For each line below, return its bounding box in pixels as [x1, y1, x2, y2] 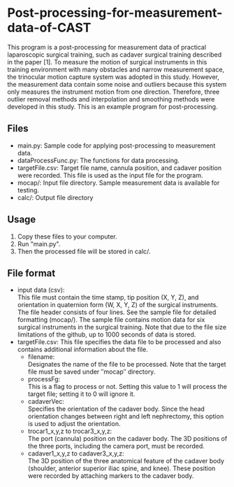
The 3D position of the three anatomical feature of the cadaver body [27, 457, 225, 465]
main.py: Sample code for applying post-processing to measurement [17, 141, 216, 150]
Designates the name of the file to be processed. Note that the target [27, 360, 226, 369]
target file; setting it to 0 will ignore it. [27, 390, 136, 398]
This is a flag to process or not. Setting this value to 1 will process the [27, 383, 227, 391]
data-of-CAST [7, 20, 92, 36]
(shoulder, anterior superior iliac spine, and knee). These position [27, 464, 216, 473]
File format [7, 267, 56, 279]
